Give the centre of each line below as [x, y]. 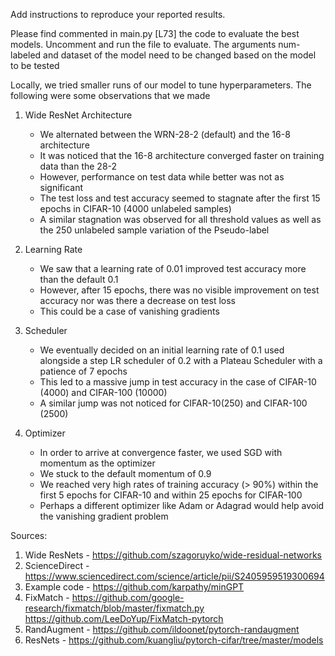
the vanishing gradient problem [104, 516]
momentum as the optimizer [97, 463]
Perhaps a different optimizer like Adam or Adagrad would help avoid [182, 505]
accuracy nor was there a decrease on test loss [137, 300]
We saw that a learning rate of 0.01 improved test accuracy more [173, 268]
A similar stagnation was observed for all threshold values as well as [180, 219]
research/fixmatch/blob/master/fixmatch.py [114, 608]
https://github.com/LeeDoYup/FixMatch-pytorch [124, 618]
